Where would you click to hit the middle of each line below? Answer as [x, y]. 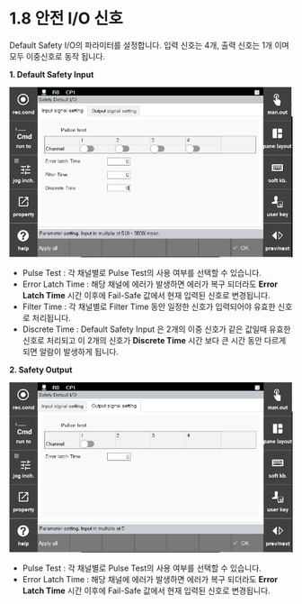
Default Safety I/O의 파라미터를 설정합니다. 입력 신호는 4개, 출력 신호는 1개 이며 [149, 45]
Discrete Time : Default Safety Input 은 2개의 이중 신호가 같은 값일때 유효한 [156, 329]
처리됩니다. [52, 317]
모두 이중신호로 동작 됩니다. [58, 56]
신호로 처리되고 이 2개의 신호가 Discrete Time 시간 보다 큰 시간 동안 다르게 [154, 340]
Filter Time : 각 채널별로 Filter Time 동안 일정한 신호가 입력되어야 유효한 [149, 307]
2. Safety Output [41, 370]
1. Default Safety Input [52, 74]
